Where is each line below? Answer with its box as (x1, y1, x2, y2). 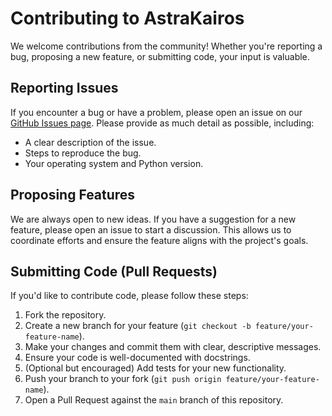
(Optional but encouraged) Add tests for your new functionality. (24, 362, 287, 374)
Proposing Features (10, 187, 136, 204)
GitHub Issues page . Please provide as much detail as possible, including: (10, 117, 315, 129)
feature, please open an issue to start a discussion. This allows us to (10, 223, 292, 236)
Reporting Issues (10, 80, 119, 97)
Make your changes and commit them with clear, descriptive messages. (24, 341, 322, 353)
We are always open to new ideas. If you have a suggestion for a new (10, 213, 297, 225)
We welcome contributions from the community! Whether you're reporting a (10, 40, 323, 52)
